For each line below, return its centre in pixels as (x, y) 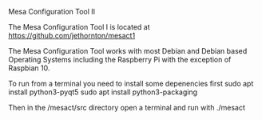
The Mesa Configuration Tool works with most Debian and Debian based (128, 51)
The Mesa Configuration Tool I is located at (79, 27)
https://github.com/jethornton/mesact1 (72, 36)
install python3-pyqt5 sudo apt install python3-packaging (103, 92)
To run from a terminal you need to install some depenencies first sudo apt (131, 84)
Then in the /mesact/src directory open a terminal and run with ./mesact (127, 108)
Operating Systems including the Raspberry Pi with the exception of (120, 60)
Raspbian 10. (29, 68)
